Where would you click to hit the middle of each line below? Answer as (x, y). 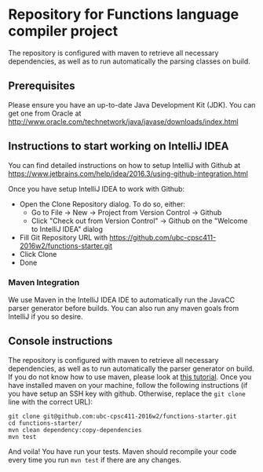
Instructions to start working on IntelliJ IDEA (119, 146)
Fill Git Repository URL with (64, 237)
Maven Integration (44, 283)
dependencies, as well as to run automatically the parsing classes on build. (130, 61)
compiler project (63, 31)
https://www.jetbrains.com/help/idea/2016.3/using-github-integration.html (128, 174)
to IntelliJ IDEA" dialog (67, 229)
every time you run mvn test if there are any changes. (95, 459)
